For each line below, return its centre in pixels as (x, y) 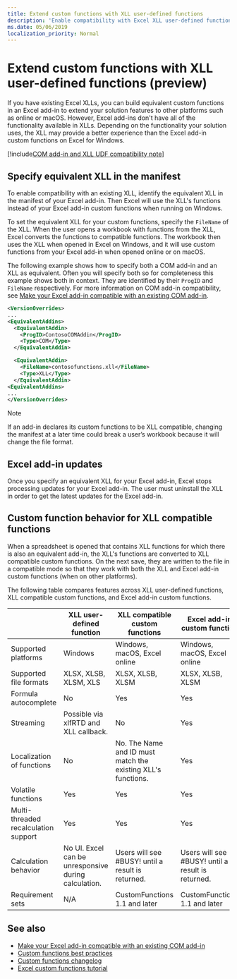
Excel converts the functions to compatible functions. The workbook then (114, 237)
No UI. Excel (84, 848)
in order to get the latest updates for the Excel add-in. (85, 496)
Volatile (23, 789)
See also (26, 929)
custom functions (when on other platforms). (72, 576)
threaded (26, 819)
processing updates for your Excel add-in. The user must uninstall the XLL (115, 489)
